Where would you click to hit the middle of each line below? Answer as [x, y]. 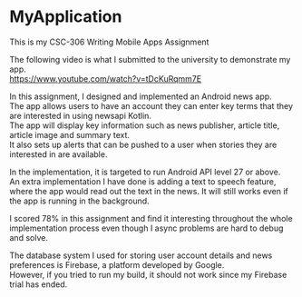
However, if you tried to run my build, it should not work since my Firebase [148, 274]
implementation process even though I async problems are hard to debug [146, 228]
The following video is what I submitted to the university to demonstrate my [150, 59]
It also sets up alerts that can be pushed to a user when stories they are [143, 144]
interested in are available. [58, 154]
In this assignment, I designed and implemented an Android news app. [141, 96]
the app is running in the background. [79, 201]
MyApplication [66, 17]
